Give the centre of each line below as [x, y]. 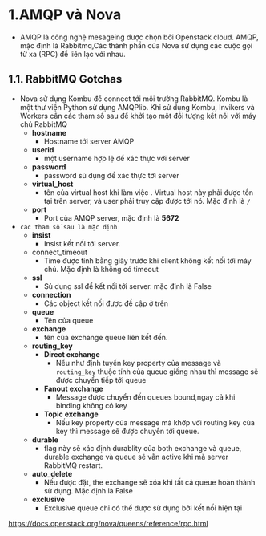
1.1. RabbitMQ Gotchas [65, 79]
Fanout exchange [73, 388]
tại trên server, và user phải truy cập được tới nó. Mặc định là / [147, 201]
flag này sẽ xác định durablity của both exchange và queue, [143, 448]
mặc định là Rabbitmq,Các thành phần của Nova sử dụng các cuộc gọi [136, 45]
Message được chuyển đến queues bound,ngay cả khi [145, 397]
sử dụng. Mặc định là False [89, 490]
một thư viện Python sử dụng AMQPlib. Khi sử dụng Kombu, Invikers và [137, 107]
